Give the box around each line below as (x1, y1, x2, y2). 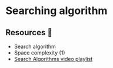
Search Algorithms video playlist (14, 56, 93, 62)
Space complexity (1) (14, 49, 65, 56)
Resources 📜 (5, 28, 53, 38)
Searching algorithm (5, 4, 108, 18)
